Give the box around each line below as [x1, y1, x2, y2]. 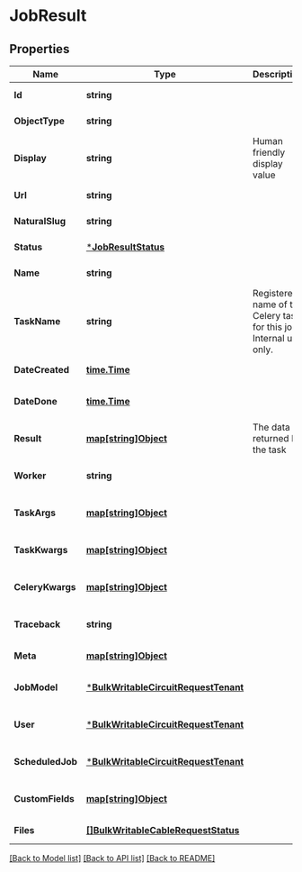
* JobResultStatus [85, 241, 164, 253]
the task [252, 443, 287, 456]
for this [252, 321, 283, 333]
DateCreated [13, 364, 70, 376]
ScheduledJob [13, 756, 78, 768]
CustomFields [13, 793, 75, 804]
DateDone [13, 395, 58, 407]
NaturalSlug [13, 215, 67, 227]
